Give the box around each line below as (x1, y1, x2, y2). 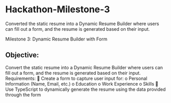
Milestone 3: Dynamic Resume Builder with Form (5, 36, 108, 42)
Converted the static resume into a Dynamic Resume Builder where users (5, 20, 159, 27)
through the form (5, 91, 41, 98)
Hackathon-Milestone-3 (5, 4, 110, 15)
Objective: (5, 51, 39, 59)
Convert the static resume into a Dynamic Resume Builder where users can (5, 64, 163, 70)
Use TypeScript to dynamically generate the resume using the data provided (5, 86, 166, 92)
